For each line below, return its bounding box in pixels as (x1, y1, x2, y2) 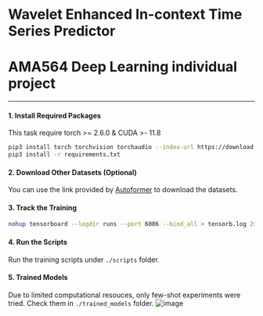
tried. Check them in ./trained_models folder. (8, 298, 154, 307)
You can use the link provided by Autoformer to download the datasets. (8, 185, 238, 194)
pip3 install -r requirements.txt (8, 151, 121, 158)
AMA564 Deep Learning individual (8, 58, 237, 76)
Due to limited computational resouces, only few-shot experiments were (8, 290, 241, 300)
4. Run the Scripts (8, 237, 68, 246)
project (8, 74, 56, 93)
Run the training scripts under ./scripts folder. (8, 255, 160, 264)
